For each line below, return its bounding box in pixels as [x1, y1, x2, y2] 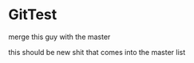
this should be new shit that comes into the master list [8, 47, 186, 57]
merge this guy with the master [8, 32, 111, 41]
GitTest [8, 6, 57, 24]
